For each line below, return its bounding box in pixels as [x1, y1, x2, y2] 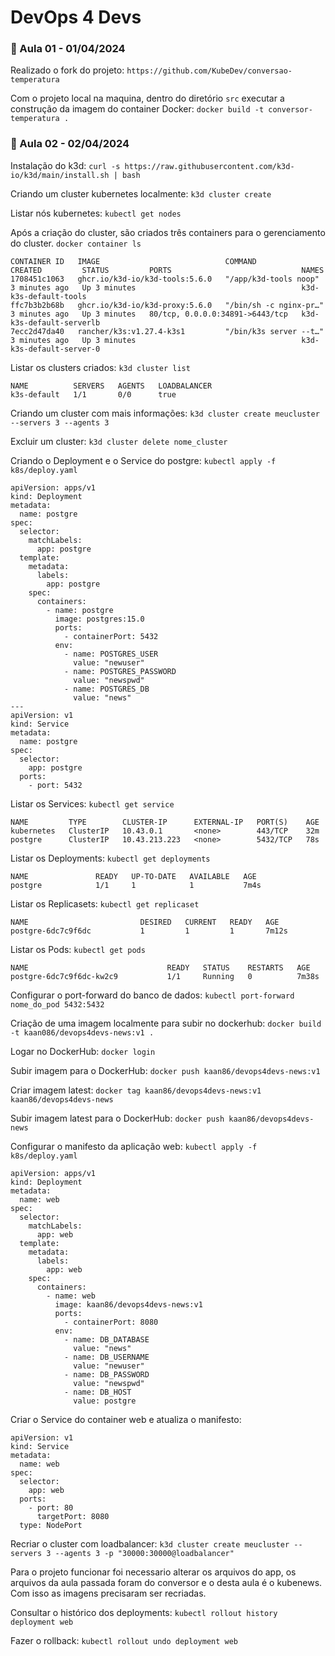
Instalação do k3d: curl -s [10, 159, 121, 171]
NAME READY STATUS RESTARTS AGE [10, 962, 311, 973]
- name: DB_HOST [63, 1387, 132, 1397]
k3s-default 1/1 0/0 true [10, 389, 177, 400]
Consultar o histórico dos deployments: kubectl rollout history [10, 1606, 278, 1618]
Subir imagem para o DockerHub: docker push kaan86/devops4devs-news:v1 [10, 1064, 321, 1076]
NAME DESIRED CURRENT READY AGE [10, 917, 280, 927]
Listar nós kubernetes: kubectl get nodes [10, 207, 182, 219]
